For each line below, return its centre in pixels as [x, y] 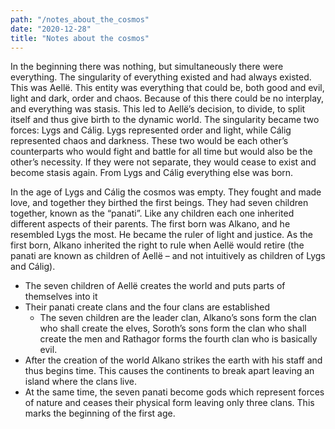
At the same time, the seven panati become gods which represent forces [174, 392]
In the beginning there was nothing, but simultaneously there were [147, 67]
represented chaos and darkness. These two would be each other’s [149, 141]
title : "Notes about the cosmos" [80, 38]
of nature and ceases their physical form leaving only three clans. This [169, 403]
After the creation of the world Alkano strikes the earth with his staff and [173, 360]
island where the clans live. [81, 382]
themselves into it [61, 297]
